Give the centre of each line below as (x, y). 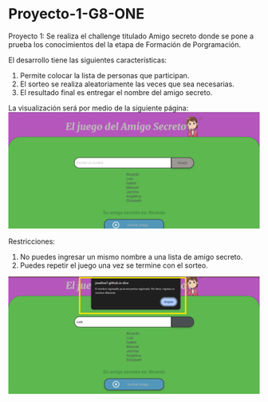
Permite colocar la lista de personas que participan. (104, 75)
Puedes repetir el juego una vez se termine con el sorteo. (114, 265)
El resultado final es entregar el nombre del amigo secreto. (116, 92)
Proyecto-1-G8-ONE (77, 14)
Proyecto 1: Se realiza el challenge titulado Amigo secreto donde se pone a (131, 36)
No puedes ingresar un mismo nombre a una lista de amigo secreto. (131, 257)
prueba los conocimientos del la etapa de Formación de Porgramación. (125, 44)
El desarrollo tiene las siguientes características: (88, 60)
